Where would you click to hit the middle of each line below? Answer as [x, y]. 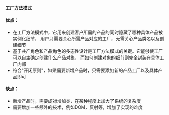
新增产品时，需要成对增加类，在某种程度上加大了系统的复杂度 [77, 101]
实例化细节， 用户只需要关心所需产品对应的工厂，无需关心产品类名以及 [86, 38]
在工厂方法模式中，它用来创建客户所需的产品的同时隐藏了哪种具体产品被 [88, 32]
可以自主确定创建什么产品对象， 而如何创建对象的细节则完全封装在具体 [86, 57]
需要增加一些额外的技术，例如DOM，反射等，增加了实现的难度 [77, 107]
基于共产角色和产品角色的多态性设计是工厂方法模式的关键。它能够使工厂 [88, 51]
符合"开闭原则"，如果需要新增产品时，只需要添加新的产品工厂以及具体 [85, 70]
